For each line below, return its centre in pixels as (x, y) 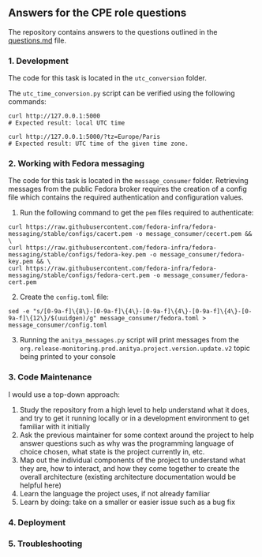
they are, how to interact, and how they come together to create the (130, 468)
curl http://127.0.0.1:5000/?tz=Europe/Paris (84, 137)
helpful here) (40, 485)
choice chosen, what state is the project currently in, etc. (112, 451)
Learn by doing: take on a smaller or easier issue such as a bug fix (127, 502)
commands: (28, 102)
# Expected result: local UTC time (67, 123)
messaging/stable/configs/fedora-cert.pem (79, 275)
